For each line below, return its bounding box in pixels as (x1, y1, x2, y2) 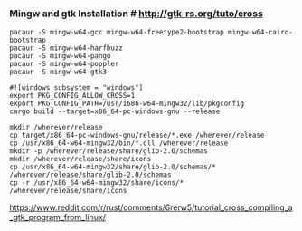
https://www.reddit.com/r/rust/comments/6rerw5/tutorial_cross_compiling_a (9, 202, 293, 213)
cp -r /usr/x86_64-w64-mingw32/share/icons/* (9, 178, 184, 188)
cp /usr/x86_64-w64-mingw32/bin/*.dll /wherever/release (9, 139, 229, 148)
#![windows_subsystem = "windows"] (9, 83, 144, 92)
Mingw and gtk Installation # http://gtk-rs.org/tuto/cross (9, 7, 264, 20)
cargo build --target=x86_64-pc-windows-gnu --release (9, 107, 221, 116)
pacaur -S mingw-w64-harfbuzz (9, 43, 124, 53)
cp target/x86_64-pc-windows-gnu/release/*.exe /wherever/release (9, 130, 265, 140)
